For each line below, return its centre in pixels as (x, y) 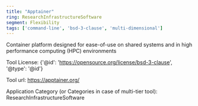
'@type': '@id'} (25, 69)
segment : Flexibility (33, 22)
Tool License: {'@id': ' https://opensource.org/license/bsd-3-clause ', (90, 62)
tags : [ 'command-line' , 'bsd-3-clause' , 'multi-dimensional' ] (84, 28)
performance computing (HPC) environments (61, 51)
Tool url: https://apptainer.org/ (43, 80)
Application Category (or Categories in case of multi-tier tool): (82, 91)
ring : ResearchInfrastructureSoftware (54, 17)
